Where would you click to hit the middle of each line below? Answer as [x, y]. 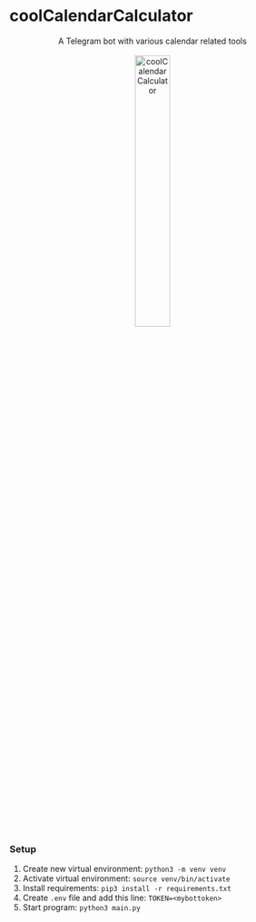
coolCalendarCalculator [101, 16]
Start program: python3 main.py [81, 907]
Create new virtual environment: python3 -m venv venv [124, 869]
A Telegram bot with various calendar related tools [153, 41]
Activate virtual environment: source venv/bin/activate [126, 878]
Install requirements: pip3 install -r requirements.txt [127, 888]
